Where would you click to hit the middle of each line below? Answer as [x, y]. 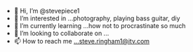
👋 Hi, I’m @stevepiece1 [47, 11]
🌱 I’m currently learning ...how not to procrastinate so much [100, 26]
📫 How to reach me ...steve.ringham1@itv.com [81, 41]
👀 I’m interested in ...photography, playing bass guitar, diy [97, 18]
